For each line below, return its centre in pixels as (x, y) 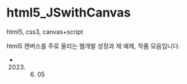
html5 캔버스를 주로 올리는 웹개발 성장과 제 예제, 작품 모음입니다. (93, 45)
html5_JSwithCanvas (69, 13)
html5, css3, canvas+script (45, 32)
